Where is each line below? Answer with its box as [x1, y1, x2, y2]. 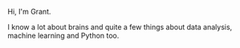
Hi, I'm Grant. [7, 7, 51, 16]
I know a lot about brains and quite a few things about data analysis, [7, 22, 233, 31]
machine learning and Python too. [7, 31, 120, 40]
